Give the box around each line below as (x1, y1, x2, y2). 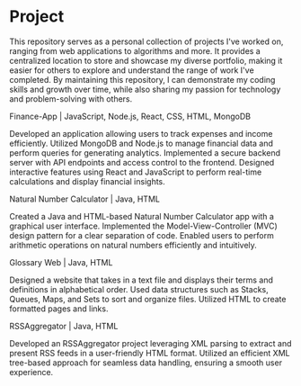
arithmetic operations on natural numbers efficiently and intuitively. (9, 239, 258, 250)
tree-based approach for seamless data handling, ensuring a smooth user (9, 357, 283, 368)
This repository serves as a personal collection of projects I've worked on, (9, 36, 284, 47)
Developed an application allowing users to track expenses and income (9, 128, 273, 139)
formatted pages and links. (9, 303, 109, 314)
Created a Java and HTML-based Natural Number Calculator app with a (9, 211, 274, 221)
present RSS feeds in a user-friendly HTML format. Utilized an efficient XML (9, 347, 290, 358)
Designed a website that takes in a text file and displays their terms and (9, 274, 274, 285)
